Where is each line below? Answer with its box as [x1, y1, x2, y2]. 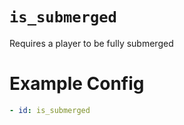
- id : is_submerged [9, 105, 91, 115]
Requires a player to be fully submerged [9, 37, 174, 49]
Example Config [9, 73, 145, 95]
